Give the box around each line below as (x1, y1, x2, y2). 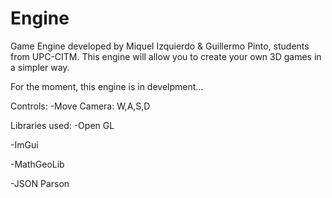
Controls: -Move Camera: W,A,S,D (10, 100, 151, 112)
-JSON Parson (10, 177, 70, 189)
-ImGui (10, 138, 39, 151)
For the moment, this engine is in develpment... (10, 80, 204, 92)
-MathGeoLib (10, 158, 65, 170)
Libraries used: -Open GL (10, 119, 115, 131)
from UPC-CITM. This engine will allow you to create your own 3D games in (10, 50, 322, 62)
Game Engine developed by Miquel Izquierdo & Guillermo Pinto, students (10, 40, 310, 52)
